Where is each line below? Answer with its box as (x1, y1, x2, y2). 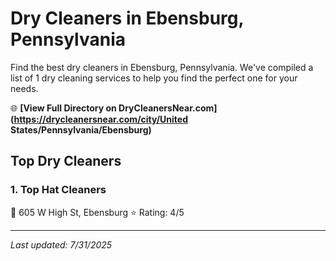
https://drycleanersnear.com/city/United (13, 113, 189, 125)
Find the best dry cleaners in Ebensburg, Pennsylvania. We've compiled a (10, 61, 314, 73)
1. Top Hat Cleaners (10, 183, 107, 197)
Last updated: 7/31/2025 (10, 238, 113, 251)
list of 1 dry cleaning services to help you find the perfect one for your (10, 72, 298, 84)
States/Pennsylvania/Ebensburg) (10, 123, 152, 136)
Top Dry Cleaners (10, 153, 122, 170)
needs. (10, 82, 39, 94)
